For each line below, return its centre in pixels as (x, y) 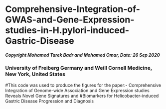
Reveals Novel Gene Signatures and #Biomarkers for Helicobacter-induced (82, 96)
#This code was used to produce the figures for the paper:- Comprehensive (83, 85)
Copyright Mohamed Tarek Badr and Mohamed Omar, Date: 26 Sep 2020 (83, 55)
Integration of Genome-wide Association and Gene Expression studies (77, 90)
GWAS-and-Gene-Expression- (70, 20)
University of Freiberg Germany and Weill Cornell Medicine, (79, 68)
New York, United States (35, 74)
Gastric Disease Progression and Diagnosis (49, 101)
